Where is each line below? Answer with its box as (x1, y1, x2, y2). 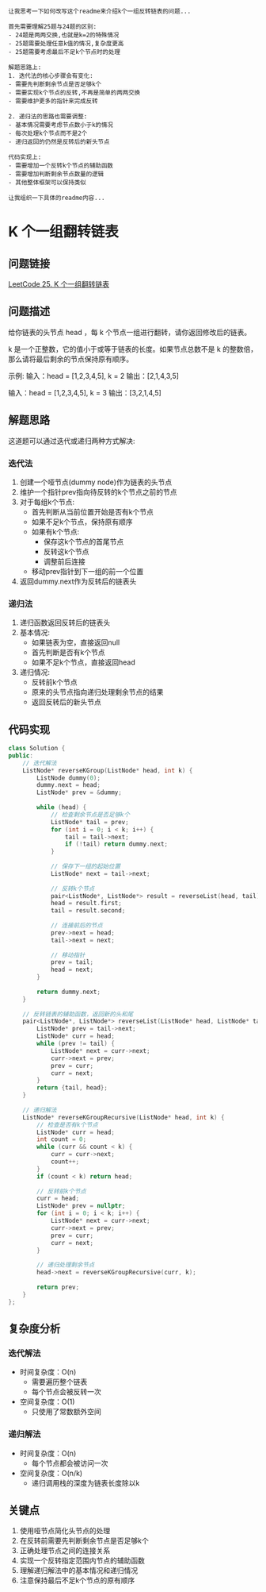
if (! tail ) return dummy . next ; (64, 840, 169, 848)
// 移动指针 (50, 951, 85, 959)
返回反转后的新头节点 (31, 697, 101, 707)
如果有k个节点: (31, 526, 80, 536)
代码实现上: (8, 153, 42, 161)
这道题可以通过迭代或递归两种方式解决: (8, 436, 136, 445)
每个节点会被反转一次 (31, 1387, 101, 1397)
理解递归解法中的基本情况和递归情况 (19, 1566, 139, 1575)
